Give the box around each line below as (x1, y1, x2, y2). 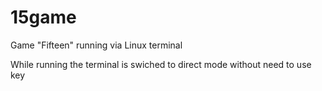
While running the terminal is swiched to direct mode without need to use (10, 58, 312, 70)
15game (10, 6, 77, 29)
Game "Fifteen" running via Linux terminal (10, 39, 183, 51)
